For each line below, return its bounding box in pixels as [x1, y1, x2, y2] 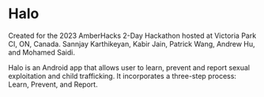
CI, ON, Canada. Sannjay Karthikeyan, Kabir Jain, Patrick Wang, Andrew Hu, [8, 39, 255, 48]
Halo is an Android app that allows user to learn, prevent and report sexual [8, 62, 251, 72]
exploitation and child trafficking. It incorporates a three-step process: [8, 71, 237, 80]
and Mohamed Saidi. [8, 47, 75, 57]
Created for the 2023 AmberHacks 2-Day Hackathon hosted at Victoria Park [8, 31, 257, 40]
